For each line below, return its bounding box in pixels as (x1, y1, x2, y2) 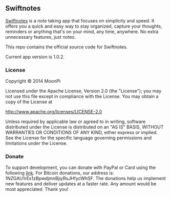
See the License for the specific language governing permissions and (5, 135, 152, 141)
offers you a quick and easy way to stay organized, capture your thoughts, (5, 23, 162, 29)
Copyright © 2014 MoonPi (5, 78, 60, 84)
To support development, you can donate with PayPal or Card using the (5, 164, 156, 170)
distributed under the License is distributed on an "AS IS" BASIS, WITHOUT (5, 124, 164, 130)
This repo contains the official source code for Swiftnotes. (5, 43, 128, 50)
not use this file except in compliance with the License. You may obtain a (5, 93, 159, 100)
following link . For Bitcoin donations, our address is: (5, 170, 114, 176)
